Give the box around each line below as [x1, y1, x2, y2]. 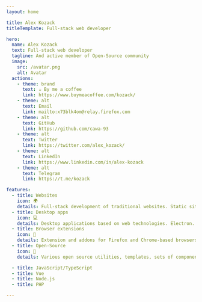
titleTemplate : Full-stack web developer [6, 25, 112, 31]
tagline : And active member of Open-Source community [11, 53, 149, 59]
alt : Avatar [17, 70, 47, 76]
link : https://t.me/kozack [22, 176, 90, 182]
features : [6, 187, 31, 193]
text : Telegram [22, 170, 61, 176]
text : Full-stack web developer [11, 48, 93, 54]
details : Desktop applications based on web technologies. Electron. [17, 220, 195, 226]
